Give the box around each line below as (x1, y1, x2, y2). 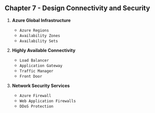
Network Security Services (12, 82, 70, 88)
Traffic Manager (19, 68, 54, 73)
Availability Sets (19, 38, 58, 43)
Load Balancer (19, 57, 49, 63)
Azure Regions (19, 27, 49, 33)
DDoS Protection (19, 103, 54, 109)
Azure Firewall (19, 93, 51, 98)
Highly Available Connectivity (12, 47, 76, 53)
